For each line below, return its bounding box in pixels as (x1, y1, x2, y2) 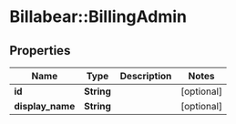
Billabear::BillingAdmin (9, 6, 187, 27)
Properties (9, 43, 71, 58)
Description (119, 70, 172, 82)
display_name (14, 100, 76, 112)
